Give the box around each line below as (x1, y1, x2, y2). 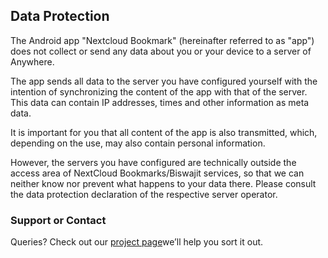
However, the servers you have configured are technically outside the (10, 156, 297, 168)
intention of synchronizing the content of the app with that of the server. (10, 85, 308, 98)
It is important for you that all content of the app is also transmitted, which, (10, 126, 318, 138)
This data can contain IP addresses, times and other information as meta (10, 96, 310, 108)
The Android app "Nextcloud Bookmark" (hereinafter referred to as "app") (10, 34, 315, 46)
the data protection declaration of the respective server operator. (10, 188, 278, 200)
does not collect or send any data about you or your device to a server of (10, 45, 312, 57)
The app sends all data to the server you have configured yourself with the (10, 75, 318, 87)
